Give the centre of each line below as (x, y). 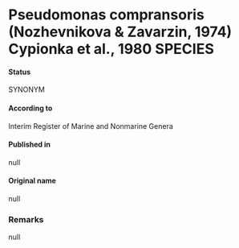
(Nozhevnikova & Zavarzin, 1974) (120, 32)
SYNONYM (27, 89)
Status (20, 72)
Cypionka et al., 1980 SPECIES (111, 49)
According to (30, 108)
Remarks (26, 219)
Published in (29, 145)
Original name (32, 181)
